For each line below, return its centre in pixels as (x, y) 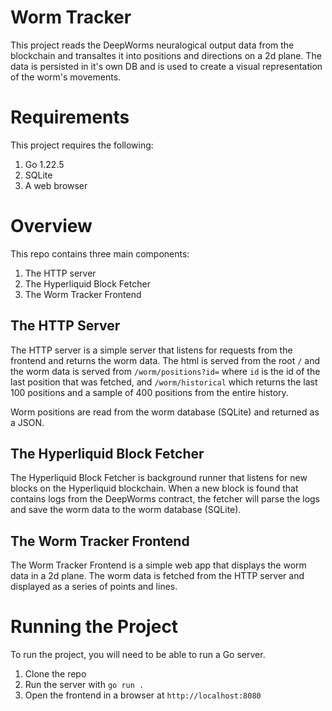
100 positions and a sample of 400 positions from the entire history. (149, 392)
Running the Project (94, 627)
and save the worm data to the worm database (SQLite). (126, 510)
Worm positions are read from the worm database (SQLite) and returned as (165, 412)
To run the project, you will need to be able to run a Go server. (138, 655)
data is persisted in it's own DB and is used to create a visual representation (166, 66)
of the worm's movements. (66, 77)
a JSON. (27, 422)
